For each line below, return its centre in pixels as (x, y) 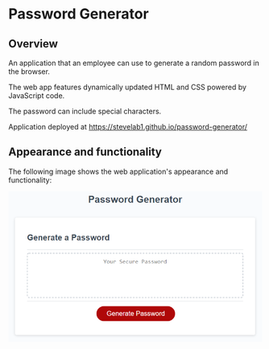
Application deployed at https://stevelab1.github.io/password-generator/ (128, 127)
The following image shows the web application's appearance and (118, 171)
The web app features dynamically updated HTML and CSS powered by (128, 87)
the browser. (29, 72)
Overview (33, 44)
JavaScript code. (37, 96)
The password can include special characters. (85, 111)
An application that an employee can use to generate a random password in (134, 63)
